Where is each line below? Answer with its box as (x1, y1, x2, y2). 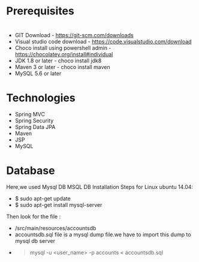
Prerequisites (6, 4, 75, 18)
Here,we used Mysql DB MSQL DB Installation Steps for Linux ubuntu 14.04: (6, 183, 194, 191)
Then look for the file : (6, 213, 61, 220)
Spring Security (14, 117, 54, 124)
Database (6, 164, 55, 177)
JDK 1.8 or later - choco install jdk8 (14, 57, 102, 64)
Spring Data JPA (14, 124, 56, 131)
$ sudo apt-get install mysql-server (14, 201, 102, 209)
